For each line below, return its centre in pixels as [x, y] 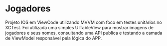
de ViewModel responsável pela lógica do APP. [54, 38]
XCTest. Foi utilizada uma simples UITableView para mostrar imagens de [79, 27]
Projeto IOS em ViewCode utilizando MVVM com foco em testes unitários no [83, 22]
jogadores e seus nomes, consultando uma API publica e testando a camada [84, 33]
